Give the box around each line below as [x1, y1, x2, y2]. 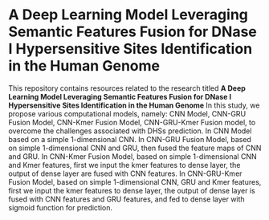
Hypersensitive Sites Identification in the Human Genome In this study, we [8, 100, 260, 110]
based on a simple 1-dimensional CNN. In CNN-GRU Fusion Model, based [8, 134, 251, 144]
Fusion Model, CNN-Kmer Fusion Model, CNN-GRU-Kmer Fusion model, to [8, 117, 256, 127]
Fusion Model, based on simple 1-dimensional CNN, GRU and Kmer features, [8, 177, 262, 186]
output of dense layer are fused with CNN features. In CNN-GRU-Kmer [8, 169, 243, 178]
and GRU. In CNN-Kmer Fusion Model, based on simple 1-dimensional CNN [8, 151, 257, 161]
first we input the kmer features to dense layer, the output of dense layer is [8, 185, 255, 195]
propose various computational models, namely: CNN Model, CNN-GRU [8, 108, 247, 118]
